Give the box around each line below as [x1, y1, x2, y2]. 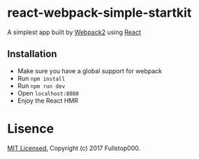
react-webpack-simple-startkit [7, 5, 192, 21]
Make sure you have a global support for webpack [17, 66, 163, 75]
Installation [7, 48, 57, 60]
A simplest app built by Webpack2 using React [7, 28, 142, 36]
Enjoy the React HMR [17, 96, 79, 105]
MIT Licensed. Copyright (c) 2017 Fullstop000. [7, 144, 141, 152]
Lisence [7, 121, 54, 137]
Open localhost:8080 [17, 89, 79, 97]
